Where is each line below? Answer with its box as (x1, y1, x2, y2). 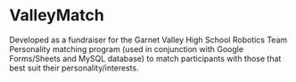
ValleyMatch (9, 5, 105, 26)
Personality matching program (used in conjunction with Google (9, 43, 243, 54)
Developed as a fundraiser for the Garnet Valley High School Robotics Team (9, 34, 288, 45)
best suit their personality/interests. (9, 63, 140, 73)
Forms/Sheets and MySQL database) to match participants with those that (9, 53, 282, 63)
